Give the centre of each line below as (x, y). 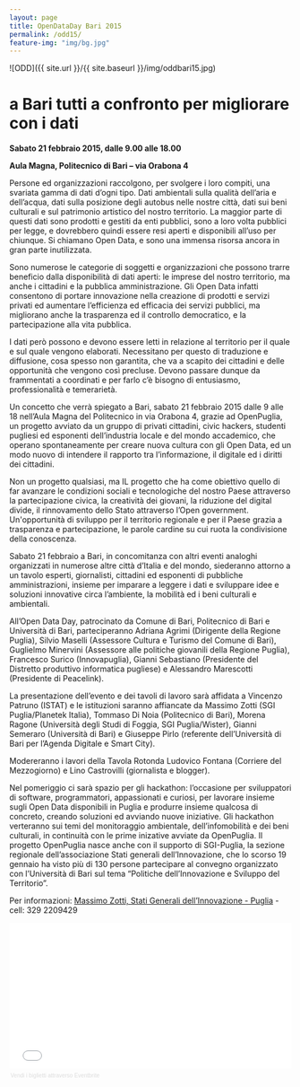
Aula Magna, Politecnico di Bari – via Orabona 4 (99, 166)
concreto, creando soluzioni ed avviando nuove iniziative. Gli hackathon (142, 817)
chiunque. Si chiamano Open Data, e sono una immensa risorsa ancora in (145, 241)
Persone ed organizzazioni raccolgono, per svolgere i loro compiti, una (140, 183)
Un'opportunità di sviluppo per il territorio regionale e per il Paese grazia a (146, 520)
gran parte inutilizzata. (51, 250)
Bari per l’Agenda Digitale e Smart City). (82, 744)
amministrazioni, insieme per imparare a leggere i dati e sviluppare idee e (144, 585)
